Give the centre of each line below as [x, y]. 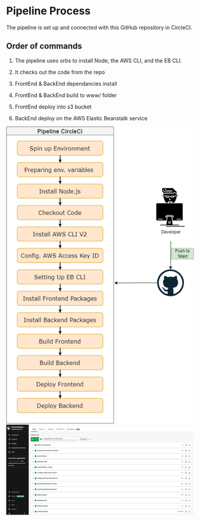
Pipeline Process [49, 11]
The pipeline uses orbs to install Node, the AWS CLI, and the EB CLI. [99, 60]
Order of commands [44, 46]
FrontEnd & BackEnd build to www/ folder [66, 95]
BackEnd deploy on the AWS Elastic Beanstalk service [81, 118]
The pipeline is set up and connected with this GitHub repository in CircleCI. [99, 27]
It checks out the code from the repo [60, 72]
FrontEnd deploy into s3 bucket [53, 107]
